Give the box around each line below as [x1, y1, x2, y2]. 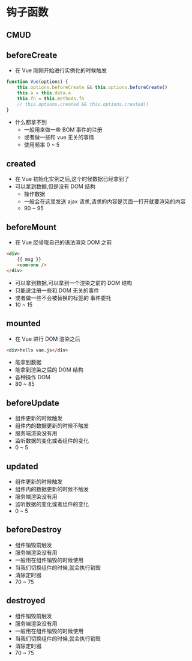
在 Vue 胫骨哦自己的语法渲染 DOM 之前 [14, 239, 112, 246]
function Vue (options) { [6, 79, 68, 85]
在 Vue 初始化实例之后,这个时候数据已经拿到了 [14, 175, 130, 183]
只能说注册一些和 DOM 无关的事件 [14, 287, 100, 294]
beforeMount [6, 222, 57, 232]
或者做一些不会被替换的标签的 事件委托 [14, 294, 112, 301]
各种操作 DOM [14, 374, 51, 381]
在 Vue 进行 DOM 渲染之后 [14, 335, 81, 343]
